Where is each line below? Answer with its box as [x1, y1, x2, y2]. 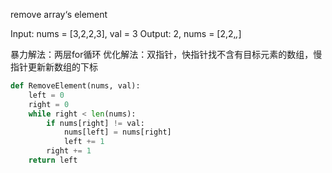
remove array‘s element [10, 9, 108, 20]
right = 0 [28, 99, 70, 109]
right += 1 [46, 146, 92, 156]
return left [28, 155, 78, 165]
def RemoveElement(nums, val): [10, 81, 141, 91]
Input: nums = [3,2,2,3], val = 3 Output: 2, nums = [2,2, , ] [10, 28, 242, 39]
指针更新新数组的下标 [10, 61, 98, 73]
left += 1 [63, 137, 105, 147]
